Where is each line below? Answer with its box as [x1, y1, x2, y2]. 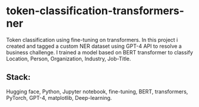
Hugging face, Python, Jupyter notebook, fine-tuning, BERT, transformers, [6, 87, 188, 95]
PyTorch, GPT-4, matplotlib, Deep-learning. [6, 94, 112, 101]
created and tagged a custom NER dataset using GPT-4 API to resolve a [6, 43, 182, 50]
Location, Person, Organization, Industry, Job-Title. [6, 55, 131, 62]
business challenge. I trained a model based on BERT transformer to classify [6, 48, 193, 56]
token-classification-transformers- [6, 4, 185, 18]
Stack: [6, 72, 31, 82]
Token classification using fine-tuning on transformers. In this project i [6, 36, 178, 43]
